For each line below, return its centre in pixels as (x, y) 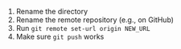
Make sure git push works (60, 36)
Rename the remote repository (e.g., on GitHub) (95, 20)
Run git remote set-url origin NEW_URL (83, 28)
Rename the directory (52, 11)
